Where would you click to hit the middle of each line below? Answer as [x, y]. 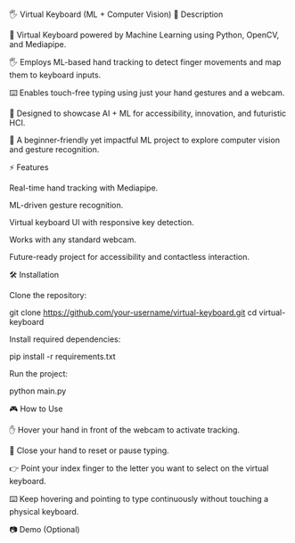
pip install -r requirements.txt [62, 357]
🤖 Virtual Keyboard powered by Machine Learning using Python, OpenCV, [144, 35]
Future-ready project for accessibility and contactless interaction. [129, 257]
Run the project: [39, 373]
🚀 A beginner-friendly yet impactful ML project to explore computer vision [145, 140]
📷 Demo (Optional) [45, 529]
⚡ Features [29, 167]
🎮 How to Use [36, 409]
